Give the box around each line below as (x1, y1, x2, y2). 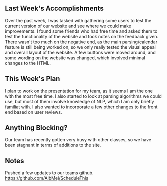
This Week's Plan (5, 75, 60, 83)
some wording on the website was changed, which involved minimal (5, 55, 146, 61)
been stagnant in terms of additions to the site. (5, 142, 101, 148)
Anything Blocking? (5, 124, 68, 132)
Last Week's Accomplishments (5, 4, 104, 13)
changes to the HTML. (5, 60, 51, 66)
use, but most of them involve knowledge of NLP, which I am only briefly (5, 98, 154, 104)
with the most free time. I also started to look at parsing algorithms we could (5, 93, 162, 99)
